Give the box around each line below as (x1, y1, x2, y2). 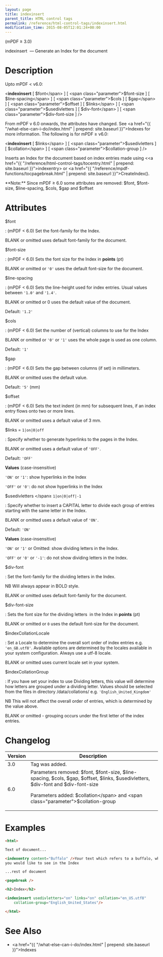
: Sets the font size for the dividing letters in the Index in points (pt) (5, 612, 141, 617)
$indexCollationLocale (5, 630, 50, 636)
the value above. (5, 703, 38, 709)
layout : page (5, 7, 32, 12)
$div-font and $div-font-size (31, 781, 98, 788)
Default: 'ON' (5, 526, 31, 532)
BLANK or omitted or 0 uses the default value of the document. (5, 299, 131, 305)
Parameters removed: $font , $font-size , (31, 769, 122, 775)
